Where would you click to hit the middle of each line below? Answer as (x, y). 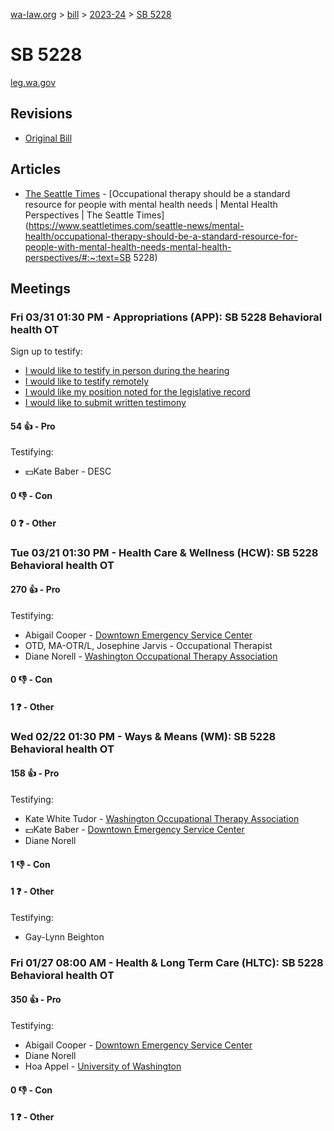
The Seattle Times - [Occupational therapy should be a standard (157, 193)
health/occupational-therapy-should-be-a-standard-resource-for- (161, 236)
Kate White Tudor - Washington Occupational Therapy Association (162, 819)
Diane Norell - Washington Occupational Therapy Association (151, 656)
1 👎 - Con (30, 864)
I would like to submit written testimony (105, 403)
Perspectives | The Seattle (79, 215)
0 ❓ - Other (33, 523)
